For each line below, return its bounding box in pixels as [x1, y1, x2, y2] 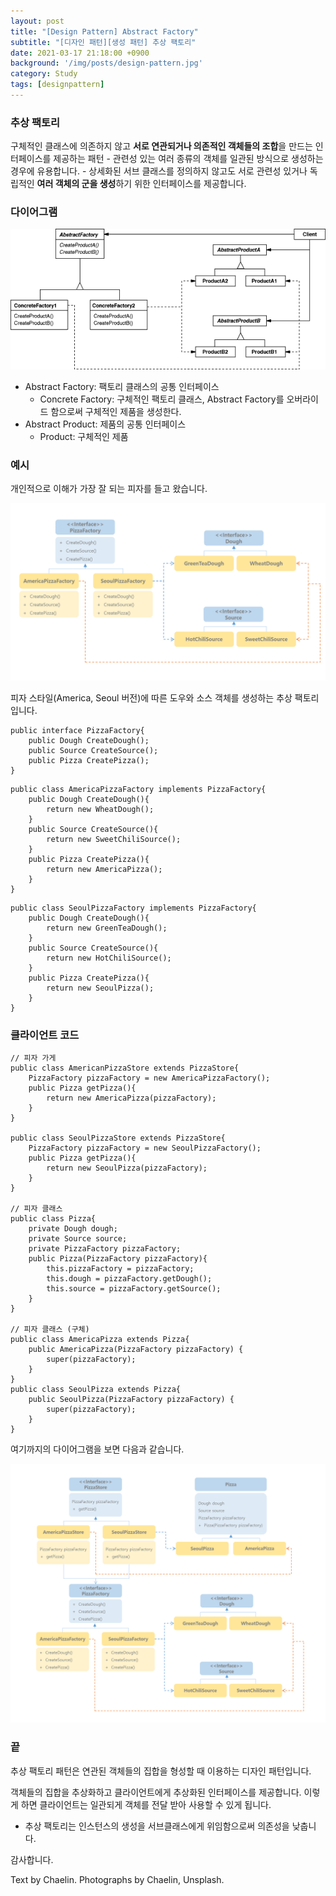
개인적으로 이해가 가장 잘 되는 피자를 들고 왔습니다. [10, 483, 208, 495]
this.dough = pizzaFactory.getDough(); [46, 1274, 213, 1284]
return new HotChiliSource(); [46, 953, 172, 963]
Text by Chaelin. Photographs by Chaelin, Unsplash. [10, 1873, 225, 1885]
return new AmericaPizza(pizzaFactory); [46, 1093, 217, 1104]
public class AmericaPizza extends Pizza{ [10, 1335, 190, 1345]
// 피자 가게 [10, 1053, 57, 1064]
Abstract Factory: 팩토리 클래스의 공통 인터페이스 [24, 380, 220, 392]
